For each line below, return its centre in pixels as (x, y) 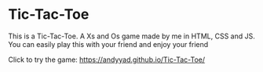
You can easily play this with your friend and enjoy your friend (108, 44)
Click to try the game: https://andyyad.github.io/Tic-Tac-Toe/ (107, 59)
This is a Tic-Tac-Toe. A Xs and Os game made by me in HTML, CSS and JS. (131, 36)
